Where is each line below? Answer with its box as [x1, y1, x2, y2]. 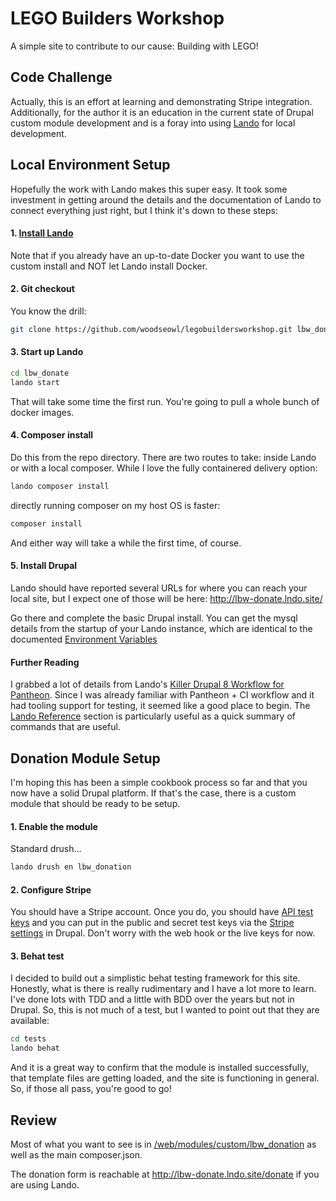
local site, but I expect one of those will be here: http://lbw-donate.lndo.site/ [10, 592, 323, 604]
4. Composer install [10, 429, 94, 441]
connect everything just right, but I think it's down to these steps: [10, 204, 279, 216]
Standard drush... [10, 843, 82, 855]
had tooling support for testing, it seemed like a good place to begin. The [10, 700, 311, 712]
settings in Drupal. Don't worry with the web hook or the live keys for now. [10, 927, 316, 939]
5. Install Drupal [10, 560, 78, 572]
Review [10, 1112, 58, 1129]
